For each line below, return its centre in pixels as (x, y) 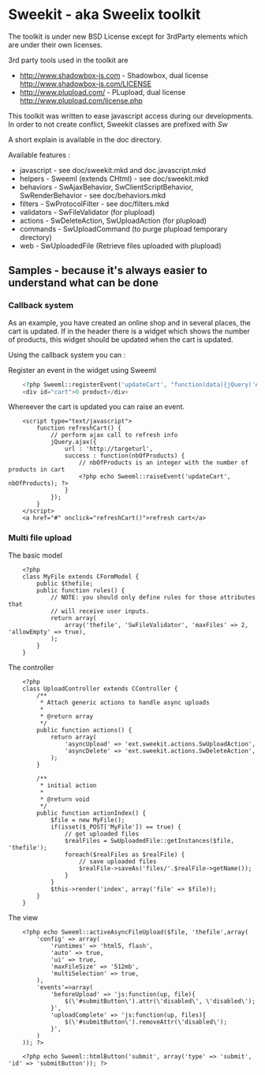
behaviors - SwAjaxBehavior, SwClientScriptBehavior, (106, 186)
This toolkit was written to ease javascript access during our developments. (131, 115)
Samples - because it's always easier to (108, 271)
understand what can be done (84, 283)
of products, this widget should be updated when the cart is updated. (121, 339)
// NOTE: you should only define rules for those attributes (153, 597)
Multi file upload (40, 538)
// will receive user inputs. (100, 611)
